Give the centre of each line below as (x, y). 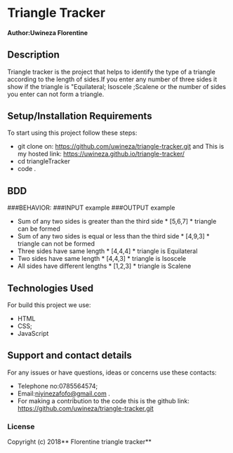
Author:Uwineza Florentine (48, 32)
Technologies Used (50, 288)
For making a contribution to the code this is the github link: (103, 400)
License (21, 426)
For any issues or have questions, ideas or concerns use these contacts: (112, 372)
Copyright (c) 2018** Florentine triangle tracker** (80, 442)
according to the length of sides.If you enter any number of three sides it (112, 79)
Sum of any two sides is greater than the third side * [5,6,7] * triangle (117, 222)
